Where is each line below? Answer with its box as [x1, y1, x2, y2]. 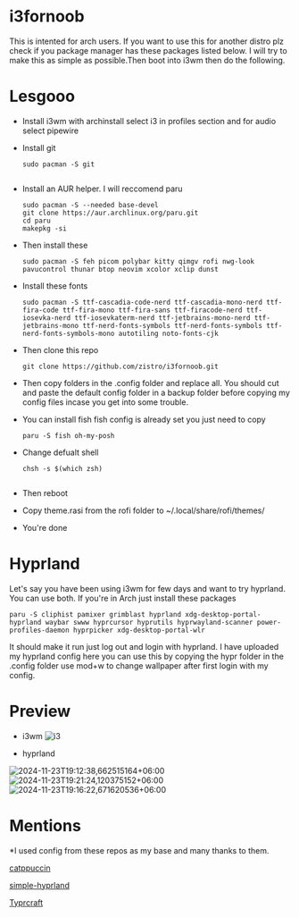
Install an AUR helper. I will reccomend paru [21, 183, 183, 194]
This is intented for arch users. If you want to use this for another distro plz [9, 36, 284, 46]
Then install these [21, 240, 88, 250]
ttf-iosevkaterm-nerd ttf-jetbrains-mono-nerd [74, 313, 251, 323]
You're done [21, 522, 68, 533]
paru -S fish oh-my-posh [21, 431, 115, 440]
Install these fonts [21, 280, 88, 291]
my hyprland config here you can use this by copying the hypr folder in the [9, 651, 284, 661]
